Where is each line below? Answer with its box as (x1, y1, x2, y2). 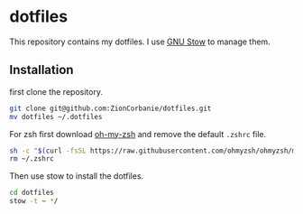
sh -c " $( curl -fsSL (9, 146, 87, 155)
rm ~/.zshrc (9, 154, 54, 163)
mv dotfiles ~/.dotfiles (9, 112, 103, 121)
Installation (9, 62, 74, 78)
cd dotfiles (9, 188, 54, 198)
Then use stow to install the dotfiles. (9, 171, 144, 181)
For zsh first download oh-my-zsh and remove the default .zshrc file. (9, 128, 267, 139)
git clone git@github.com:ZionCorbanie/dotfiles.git (9, 104, 212, 113)
